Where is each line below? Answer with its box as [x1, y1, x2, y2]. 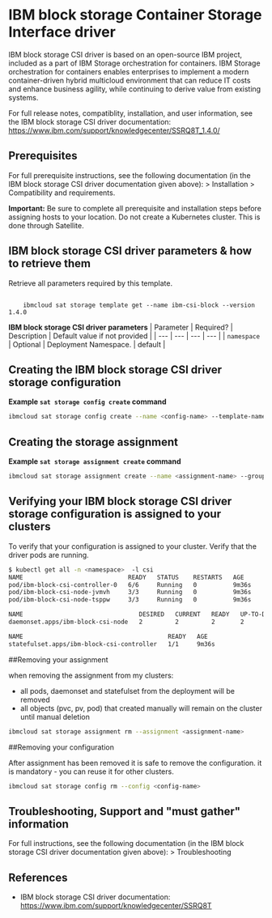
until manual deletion [19, 712, 91, 721]
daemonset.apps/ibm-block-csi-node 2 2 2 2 [8, 618, 244, 626]
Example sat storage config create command [8, 397, 168, 406]
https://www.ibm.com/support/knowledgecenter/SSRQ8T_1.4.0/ [8, 125, 220, 135]
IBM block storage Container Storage [8, 6, 262, 24]
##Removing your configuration [8, 742, 115, 752]
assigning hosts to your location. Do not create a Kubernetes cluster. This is [8, 212, 261, 222]
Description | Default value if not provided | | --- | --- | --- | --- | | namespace [8, 330, 261, 341]
